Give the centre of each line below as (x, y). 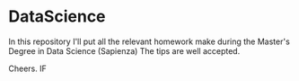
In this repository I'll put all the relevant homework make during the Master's (149, 41)
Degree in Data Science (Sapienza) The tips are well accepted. (124, 50)
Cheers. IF (27, 68)
